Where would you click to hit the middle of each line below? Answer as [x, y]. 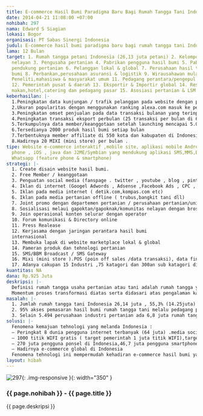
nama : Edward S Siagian [36, 29]
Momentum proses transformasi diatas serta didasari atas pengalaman [101, 293]
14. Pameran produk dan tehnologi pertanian [69, 248]
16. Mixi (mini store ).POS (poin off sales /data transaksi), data [100, 259]
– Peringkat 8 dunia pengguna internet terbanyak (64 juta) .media [98, 332]
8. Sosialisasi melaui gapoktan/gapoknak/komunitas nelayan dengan [98, 209]
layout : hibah [24, 360]
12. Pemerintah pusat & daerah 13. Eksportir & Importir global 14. [100, 85]
